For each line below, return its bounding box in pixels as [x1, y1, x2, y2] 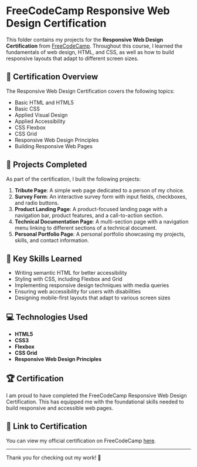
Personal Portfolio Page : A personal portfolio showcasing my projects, [14, 231, 186, 238]
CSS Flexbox [14, 124, 46, 131]
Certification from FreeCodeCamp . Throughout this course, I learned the [6, 42, 183, 49]
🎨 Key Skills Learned [6, 253, 82, 263]
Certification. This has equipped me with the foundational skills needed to [6, 398, 184, 405]
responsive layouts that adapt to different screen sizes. [6, 55, 139, 62]
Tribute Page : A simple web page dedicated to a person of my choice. [14, 186, 185, 194]
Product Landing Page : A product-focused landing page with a [14, 205, 168, 212]
